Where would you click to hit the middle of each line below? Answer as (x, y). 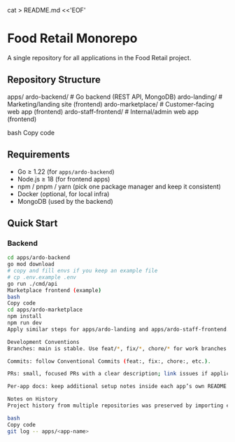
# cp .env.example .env (42, 277)
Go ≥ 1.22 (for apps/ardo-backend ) (66, 172)
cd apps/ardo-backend (39, 258)
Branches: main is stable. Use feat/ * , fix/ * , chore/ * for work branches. (119, 348)
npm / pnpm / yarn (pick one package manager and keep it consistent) (119, 186)
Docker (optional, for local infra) (63, 194)
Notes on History (33, 399)
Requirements (38, 154)
